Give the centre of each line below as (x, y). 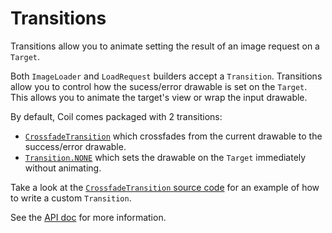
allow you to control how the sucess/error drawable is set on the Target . (159, 86)
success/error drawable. (75, 146)
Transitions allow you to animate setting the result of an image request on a (165, 46)
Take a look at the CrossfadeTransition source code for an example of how (165, 187)
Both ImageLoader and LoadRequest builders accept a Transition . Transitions (166, 76)
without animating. (63, 168)
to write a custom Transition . (71, 198)
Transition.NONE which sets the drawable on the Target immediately (165, 157)
